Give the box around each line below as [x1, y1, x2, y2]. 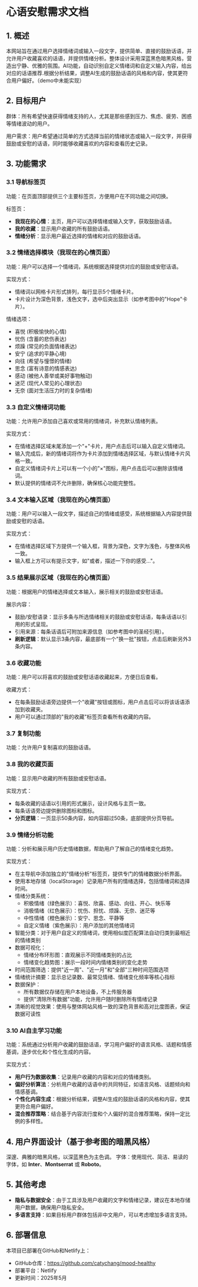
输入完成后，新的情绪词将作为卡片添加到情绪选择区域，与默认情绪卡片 [14, 450, 186, 457]
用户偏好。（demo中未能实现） [11, 77, 85, 84]
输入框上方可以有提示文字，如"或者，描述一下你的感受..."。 [14, 557, 158, 564]
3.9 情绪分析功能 [6, 830, 54, 839]
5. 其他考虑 [6, 1180, 46, 1190]
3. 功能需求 [6, 159, 47, 169]
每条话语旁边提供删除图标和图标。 [14, 807, 98, 814]
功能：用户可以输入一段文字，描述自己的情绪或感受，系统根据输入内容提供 [6, 510, 187, 517]
